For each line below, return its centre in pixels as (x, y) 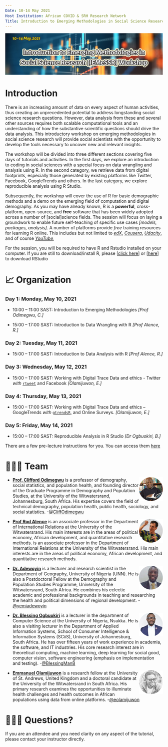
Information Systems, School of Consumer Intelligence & (70, 631)
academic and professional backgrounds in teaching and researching (84, 595)
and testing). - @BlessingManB (44, 663)
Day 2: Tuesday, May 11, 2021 (41, 343)
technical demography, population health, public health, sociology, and (85, 507)
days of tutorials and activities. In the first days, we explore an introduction (82, 159)
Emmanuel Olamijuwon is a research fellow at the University (75, 673)
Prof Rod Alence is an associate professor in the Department (75, 522)
